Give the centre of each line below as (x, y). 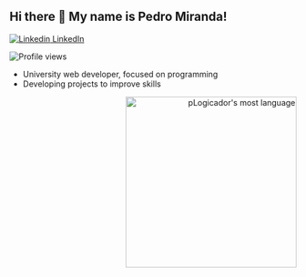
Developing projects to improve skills (92, 84)
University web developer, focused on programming (120, 74)
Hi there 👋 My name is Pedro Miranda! (118, 17)
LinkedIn (68, 38)
